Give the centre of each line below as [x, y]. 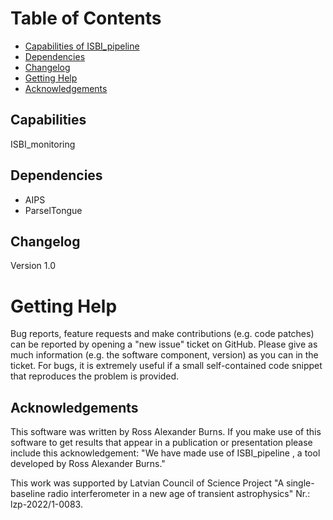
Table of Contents [86, 18]
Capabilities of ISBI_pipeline [82, 46]
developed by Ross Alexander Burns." [88, 464]
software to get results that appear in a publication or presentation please [161, 443]
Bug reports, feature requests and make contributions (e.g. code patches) [162, 334]
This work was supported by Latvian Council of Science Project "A [147, 483]
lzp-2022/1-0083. [46, 504]
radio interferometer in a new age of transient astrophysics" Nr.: [179, 494]
